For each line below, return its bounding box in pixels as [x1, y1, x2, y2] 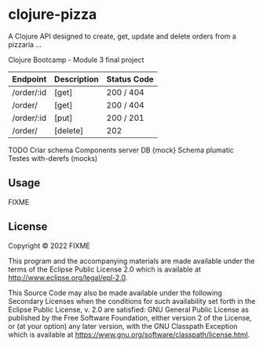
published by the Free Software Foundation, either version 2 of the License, [8, 312, 253, 323]
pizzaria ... [8, 39, 42, 49]
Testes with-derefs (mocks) [8, 153, 98, 163]
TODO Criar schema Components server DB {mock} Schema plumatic [8, 145, 234, 155]
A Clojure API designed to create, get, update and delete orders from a [8, 31, 237, 41]
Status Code [106, 73, 155, 84]
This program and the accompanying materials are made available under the [8, 256, 255, 265]
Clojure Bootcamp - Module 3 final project [8, 55, 144, 64]
